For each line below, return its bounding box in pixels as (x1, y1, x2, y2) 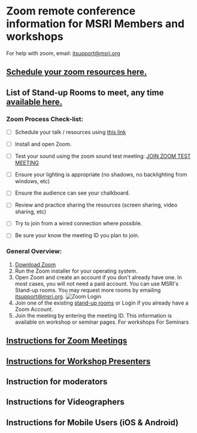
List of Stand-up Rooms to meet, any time (6, 87, 164, 97)
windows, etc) (14, 178, 50, 185)
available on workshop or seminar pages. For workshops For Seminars (14, 318, 189, 326)
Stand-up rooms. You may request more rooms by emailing (14, 286, 161, 294)
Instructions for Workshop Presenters (6, 356, 151, 366)
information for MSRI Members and (6, 17, 184, 31)
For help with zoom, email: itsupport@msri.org (6, 49, 121, 56)
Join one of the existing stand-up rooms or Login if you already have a (14, 299, 189, 306)
